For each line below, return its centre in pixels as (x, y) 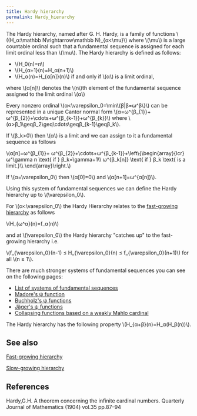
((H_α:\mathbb (24, 40)
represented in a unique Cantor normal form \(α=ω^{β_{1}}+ (79, 112)
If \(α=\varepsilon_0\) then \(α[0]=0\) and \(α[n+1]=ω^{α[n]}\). (81, 177)
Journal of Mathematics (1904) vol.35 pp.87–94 (64, 407)
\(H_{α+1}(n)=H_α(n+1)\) (44, 70)
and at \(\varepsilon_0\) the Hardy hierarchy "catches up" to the (83, 235)
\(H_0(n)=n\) (30, 64)
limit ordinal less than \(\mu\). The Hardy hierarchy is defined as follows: (94, 52)
